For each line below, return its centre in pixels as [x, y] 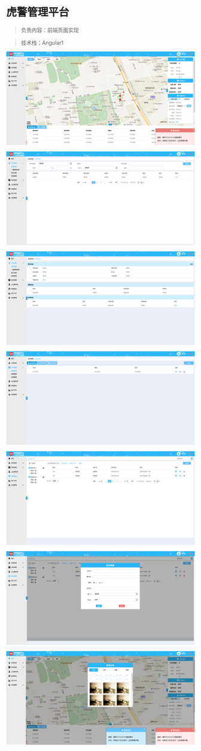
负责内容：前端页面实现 [50, 30]
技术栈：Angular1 [42, 43]
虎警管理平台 [38, 12]
